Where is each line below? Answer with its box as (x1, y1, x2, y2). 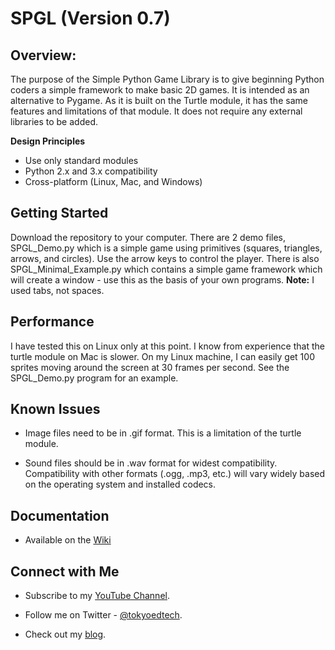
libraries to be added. (10, 116, 98, 127)
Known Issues (10, 401, 101, 418)
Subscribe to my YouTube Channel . (24, 590, 170, 602)
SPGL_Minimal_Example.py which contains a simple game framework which (10, 263, 323, 275)
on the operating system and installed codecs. (24, 478, 217, 491)
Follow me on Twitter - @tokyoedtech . (24, 609, 183, 621)
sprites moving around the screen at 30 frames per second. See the (10, 361, 290, 373)
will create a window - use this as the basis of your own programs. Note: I (10, 273, 315, 286)
